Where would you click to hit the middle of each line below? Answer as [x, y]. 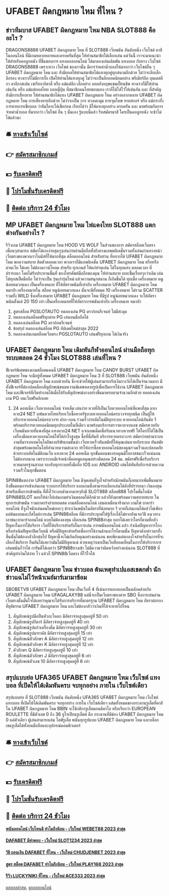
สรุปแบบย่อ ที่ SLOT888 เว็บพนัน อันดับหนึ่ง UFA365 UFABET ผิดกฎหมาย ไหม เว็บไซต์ [82, 698]
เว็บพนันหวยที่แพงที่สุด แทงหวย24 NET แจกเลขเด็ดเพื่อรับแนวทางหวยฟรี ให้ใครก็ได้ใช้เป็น [88, 430]
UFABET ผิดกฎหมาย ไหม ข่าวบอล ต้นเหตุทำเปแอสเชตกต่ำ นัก [83, 569]
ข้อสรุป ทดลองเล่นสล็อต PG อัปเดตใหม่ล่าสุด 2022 [56, 328]
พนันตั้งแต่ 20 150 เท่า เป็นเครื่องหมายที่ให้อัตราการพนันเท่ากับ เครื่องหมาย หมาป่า [73, 301]
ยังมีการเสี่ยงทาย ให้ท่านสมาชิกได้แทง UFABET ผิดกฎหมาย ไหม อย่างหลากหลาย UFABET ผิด [84, 95]
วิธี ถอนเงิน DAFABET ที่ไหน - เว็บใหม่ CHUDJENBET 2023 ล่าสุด [66, 852]
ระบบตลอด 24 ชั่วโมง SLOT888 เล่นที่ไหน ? [64, 358]
